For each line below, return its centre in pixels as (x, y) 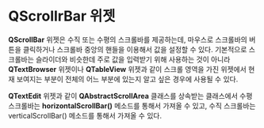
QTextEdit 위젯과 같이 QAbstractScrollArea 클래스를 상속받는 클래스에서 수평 (130, 96)
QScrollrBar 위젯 (62, 16)
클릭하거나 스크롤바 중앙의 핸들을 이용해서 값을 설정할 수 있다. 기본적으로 (135, 49)
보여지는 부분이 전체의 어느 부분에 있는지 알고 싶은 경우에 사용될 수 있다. (127, 79)
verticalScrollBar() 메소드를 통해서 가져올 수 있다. (85, 115)
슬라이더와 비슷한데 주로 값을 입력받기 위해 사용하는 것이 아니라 (133, 59)
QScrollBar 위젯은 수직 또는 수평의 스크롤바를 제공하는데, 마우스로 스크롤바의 (128, 40)
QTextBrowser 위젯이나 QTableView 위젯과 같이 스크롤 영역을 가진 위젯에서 (128, 69)
